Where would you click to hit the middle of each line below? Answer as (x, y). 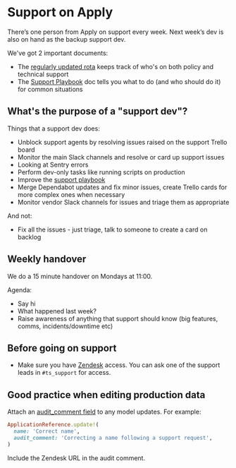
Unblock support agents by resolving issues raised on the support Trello (122, 142)
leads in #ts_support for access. (64, 373)
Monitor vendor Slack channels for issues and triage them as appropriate (123, 202)
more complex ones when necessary (71, 194)
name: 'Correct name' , (47, 431)
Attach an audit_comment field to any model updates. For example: (104, 412)
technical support (43, 74)
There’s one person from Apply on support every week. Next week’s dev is (116, 32)
